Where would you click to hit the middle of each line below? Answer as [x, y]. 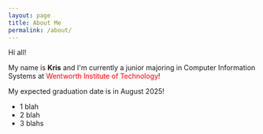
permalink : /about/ [40, 30]
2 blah [30, 115]
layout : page [30, 15]
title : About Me [35, 23]
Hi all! [17, 53]
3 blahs [31, 124]
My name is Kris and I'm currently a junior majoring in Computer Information [132, 68]
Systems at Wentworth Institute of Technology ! [84, 76]
